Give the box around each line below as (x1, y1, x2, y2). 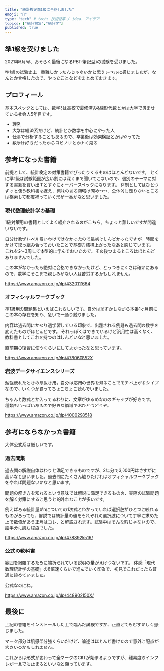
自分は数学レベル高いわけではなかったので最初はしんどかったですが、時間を (5, 236, 159, 241)
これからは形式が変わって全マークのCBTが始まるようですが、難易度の (5, 654, 146, 660)
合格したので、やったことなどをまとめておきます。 (18, 75, 120, 81)
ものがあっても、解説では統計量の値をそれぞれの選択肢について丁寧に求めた (5, 512, 159, 518)
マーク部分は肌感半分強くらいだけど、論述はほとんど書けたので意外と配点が (5, 638, 159, 644)
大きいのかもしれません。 (5, 644, 57, 650)
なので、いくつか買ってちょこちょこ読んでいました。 (5, 386, 112, 392)
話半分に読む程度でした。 (5, 525, 57, 530)
